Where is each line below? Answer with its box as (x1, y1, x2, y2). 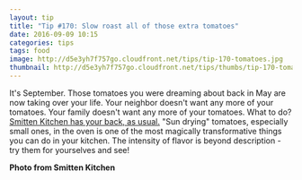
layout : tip (9, 13, 54, 22)
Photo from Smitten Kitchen (9, 162, 115, 173)
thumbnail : (9, 64, 50, 73)
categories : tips (9, 38, 75, 47)
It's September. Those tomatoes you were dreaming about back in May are (9, 87, 286, 99)
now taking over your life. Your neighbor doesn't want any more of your (9, 97, 274, 107)
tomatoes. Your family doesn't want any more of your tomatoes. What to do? (9, 107, 292, 117)
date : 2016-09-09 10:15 (9, 30, 99, 39)
